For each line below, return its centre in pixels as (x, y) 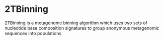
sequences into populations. (34, 33)
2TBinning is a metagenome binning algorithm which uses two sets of (76, 23)
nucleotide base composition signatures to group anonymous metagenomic (82, 28)
